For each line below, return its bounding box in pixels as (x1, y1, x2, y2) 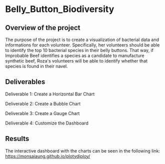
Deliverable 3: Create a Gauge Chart (5, 110, 80, 116)
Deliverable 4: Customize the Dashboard (5, 120, 89, 126)
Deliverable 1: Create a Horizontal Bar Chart (5, 91, 95, 97)
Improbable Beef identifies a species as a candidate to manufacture (5, 52, 145, 58)
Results (5, 134, 29, 143)
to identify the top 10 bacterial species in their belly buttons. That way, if (5, 47, 154, 53)
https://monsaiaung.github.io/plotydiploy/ (5, 153, 90, 159)
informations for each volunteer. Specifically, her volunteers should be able (5, 42, 160, 48)
